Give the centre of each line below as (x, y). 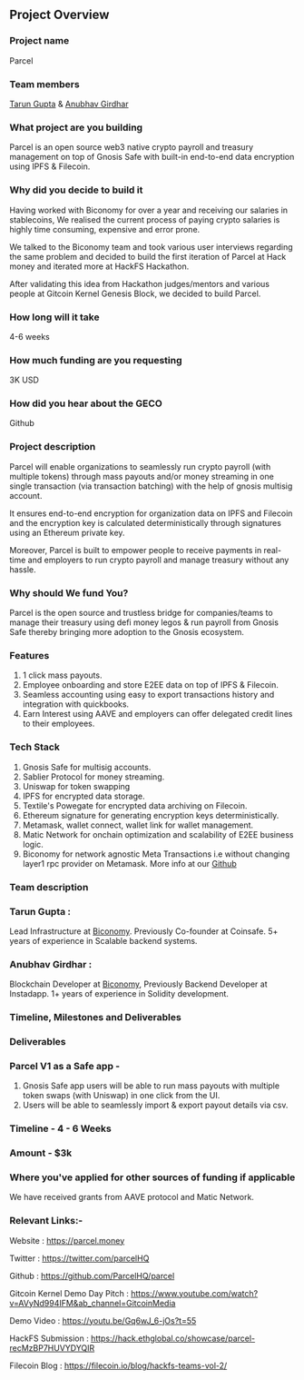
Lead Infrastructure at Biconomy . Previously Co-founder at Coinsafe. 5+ (144, 931)
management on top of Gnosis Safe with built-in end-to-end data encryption (152, 157)
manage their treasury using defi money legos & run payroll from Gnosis (144, 622)
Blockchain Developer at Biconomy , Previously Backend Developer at (138, 984)
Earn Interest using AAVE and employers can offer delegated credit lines (157, 714)
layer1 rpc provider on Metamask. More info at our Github (130, 863)
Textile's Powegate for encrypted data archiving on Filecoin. (135, 805)
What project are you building (76, 127)
